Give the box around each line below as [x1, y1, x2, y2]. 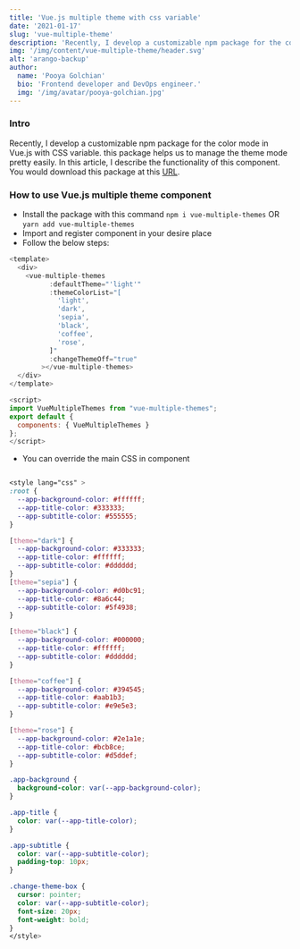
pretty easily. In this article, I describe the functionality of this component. [9, 157, 280, 167]
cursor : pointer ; [17, 891, 82, 900]
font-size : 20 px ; [17, 907, 82, 916]
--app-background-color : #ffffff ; [17, 496, 146, 504]
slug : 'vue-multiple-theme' [9, 30, 114, 38]
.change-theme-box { [9, 882, 87, 891]
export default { [9, 412, 74, 421]
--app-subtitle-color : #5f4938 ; [17, 603, 138, 612]
